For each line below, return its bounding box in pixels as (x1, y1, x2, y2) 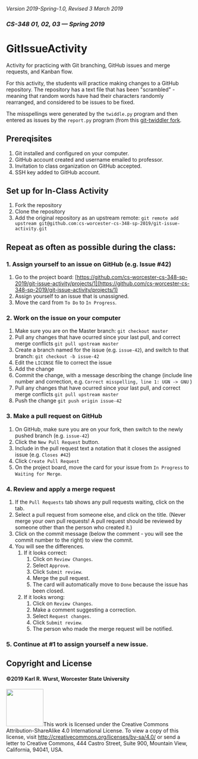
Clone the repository (14, 208, 65, 215)
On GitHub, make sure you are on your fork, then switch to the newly (14, 425, 183, 433)
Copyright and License (6, 659, 92, 669)
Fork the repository (14, 202, 62, 209)
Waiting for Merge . (14, 470, 62, 477)
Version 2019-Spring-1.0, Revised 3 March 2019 (6, 5, 123, 12)
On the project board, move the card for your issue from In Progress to (14, 464, 189, 471)
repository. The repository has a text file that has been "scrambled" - (6, 86, 175, 93)
